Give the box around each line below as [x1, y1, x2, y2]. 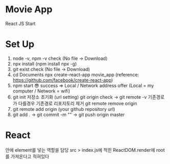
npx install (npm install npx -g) [12, 60, 77, 67]
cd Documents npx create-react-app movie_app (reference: [12, 72, 139, 78]
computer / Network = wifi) [12, 88, 71, 94]
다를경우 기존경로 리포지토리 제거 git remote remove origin [18, 100, 137, 106]
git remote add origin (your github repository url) [12, 106, 115, 112]
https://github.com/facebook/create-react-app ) [12, 77, 113, 83]
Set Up [5, 38, 35, 50]
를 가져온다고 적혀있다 [5, 153, 50, 159]
